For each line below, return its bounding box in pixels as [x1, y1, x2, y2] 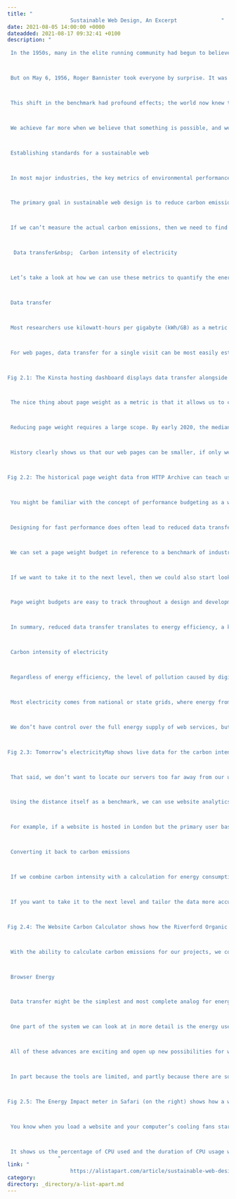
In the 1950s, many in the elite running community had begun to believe [10, 50, 231, 57]
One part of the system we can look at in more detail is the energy [10, 1023, 218, 1030]
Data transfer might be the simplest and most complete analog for [10, 998, 212, 1005]
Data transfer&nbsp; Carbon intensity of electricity [13, 249, 178, 256]
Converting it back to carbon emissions [10, 849, 131, 856]
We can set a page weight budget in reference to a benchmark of [10, 549, 206, 556]
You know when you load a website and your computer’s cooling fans [10, 1123, 216, 1130]
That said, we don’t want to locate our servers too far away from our [10, 773, 225, 780]
